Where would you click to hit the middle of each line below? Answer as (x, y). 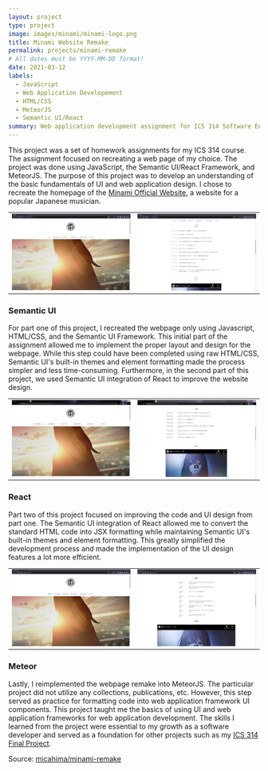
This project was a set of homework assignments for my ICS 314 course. (128, 150)
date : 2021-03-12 (37, 68)
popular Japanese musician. (55, 201)
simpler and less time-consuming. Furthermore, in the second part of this (128, 371)
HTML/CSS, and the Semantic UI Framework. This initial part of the (118, 336)
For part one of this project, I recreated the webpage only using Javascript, (132, 328)
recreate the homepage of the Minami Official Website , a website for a (124, 193)
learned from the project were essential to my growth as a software (119, 726)
